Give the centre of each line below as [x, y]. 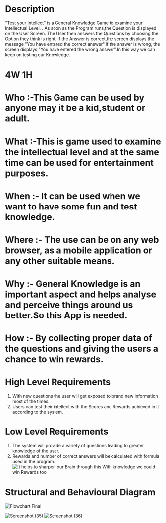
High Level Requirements [58, 382]
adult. [17, 119]
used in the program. [34, 462]
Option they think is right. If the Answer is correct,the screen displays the [80, 39]
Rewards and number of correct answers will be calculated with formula [86, 456]
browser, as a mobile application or [79, 250]
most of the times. [31, 401]
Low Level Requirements [57, 432]
